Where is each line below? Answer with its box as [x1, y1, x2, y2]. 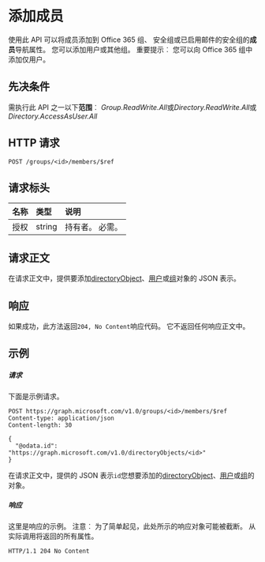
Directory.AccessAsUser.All [8, 111, 98, 121]
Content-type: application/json [8, 414, 114, 423]
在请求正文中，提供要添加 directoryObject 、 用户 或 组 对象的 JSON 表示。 [8, 273, 241, 283]
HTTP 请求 [8, 136, 61, 150]
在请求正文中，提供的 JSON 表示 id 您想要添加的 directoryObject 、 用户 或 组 [8, 471, 248, 481]
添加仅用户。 [8, 55, 50, 64]
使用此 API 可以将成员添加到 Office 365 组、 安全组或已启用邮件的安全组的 [8, 35, 250, 44]
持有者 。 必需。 [65, 222, 123, 233]
